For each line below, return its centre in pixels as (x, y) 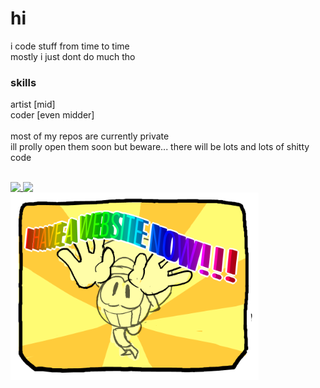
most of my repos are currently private (90, 136)
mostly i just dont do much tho (73, 56)
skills (23, 82)
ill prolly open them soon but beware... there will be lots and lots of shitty (160, 147)
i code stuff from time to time (70, 46)
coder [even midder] (52, 115)
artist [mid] (33, 104)
